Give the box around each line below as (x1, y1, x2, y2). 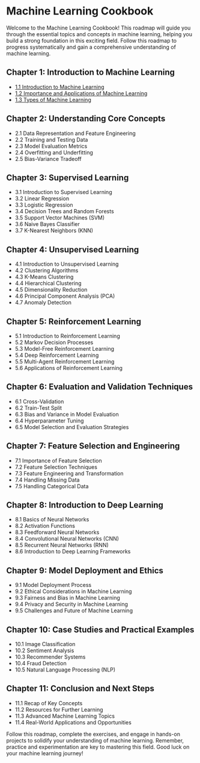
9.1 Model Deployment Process (14, 582, 92, 589)
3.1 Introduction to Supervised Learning (14, 189, 112, 196)
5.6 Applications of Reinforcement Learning (14, 365, 123, 371)
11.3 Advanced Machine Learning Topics (14, 712, 115, 720)
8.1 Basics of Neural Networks (14, 516, 89, 523)
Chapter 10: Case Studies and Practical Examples (6, 624, 195, 635)
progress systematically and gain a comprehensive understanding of (6, 43, 176, 51)
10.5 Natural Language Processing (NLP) (14, 666, 116, 673)
